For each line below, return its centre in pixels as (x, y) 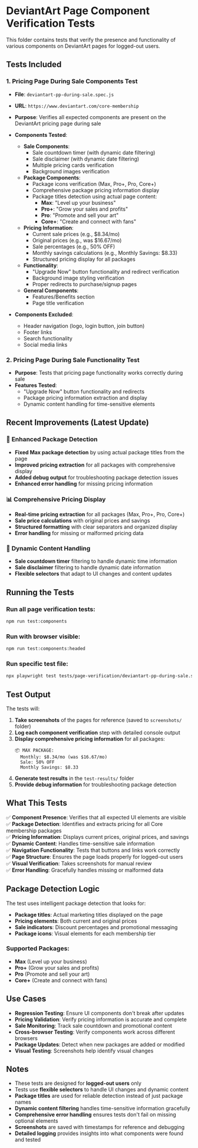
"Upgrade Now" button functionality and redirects (84, 391)
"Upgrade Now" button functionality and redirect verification (106, 271)
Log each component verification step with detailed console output (98, 732)
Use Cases (26, 999)
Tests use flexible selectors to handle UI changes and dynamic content (101, 1090)
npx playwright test (32, 676)
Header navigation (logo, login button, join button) (84, 326)
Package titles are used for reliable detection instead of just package (99, 1096)
